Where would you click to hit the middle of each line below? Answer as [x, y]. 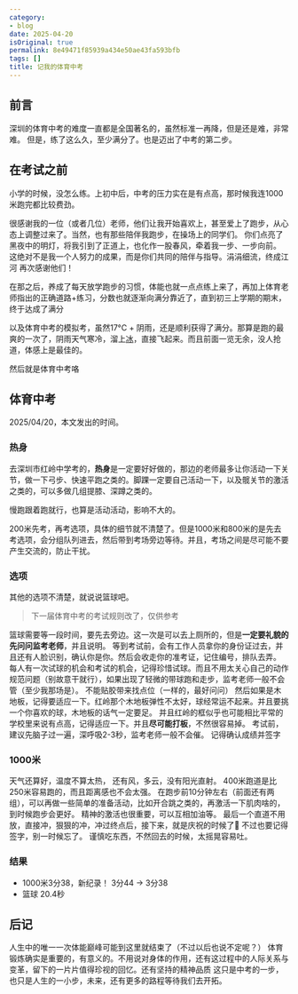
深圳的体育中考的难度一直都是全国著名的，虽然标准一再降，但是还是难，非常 [149, 128]
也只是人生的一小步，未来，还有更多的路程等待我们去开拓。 [118, 981]
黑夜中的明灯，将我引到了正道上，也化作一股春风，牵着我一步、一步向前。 [145, 245]
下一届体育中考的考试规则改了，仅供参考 [105, 616]
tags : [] [25, 59]
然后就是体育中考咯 [44, 369]
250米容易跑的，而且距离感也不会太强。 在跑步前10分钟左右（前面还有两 [142, 792]
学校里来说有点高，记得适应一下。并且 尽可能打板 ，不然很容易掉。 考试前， [146, 723]
